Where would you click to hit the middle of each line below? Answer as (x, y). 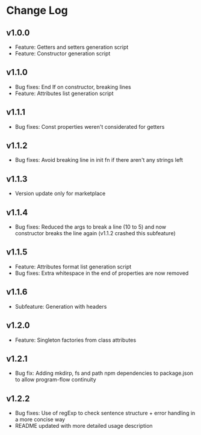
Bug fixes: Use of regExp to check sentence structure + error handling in (105, 413)
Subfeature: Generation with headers (61, 306)
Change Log (37, 11)
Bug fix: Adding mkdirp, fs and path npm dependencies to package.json (104, 373)
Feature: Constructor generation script (63, 54)
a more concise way (40, 419)
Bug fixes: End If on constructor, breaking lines (73, 87)
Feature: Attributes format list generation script (73, 267)
